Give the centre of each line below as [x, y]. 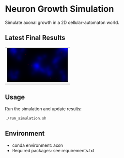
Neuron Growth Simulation [60, 9]
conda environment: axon [38, 145]
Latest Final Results [35, 38]
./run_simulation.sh [26, 118]
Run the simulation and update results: [43, 109]
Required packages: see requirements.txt [53, 150]
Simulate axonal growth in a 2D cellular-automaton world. [62, 22]
